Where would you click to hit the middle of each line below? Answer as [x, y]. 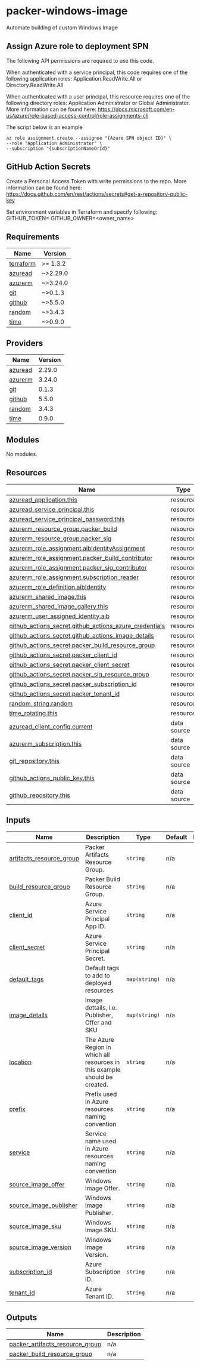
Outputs [22, 1318]
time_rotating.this [33, 713]
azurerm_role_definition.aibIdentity [58, 587]
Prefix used [101, 1094]
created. [97, 1084]
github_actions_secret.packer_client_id [63, 655]
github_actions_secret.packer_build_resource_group [82, 645]
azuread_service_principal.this [52, 509]
